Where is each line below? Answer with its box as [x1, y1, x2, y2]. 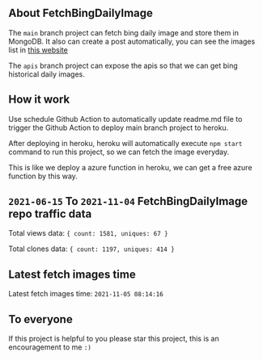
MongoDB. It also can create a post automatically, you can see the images [8, 36, 256, 46]
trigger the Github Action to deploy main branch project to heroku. [8, 123, 229, 132]
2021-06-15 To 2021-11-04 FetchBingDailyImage [8, 195, 248, 208]
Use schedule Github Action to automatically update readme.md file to [8, 114, 243, 123]
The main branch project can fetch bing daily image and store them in [8, 27, 239, 37]
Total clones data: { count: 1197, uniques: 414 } [8, 244, 176, 253]
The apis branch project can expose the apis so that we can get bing [8, 61, 239, 70]
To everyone [8, 312, 73, 326]
